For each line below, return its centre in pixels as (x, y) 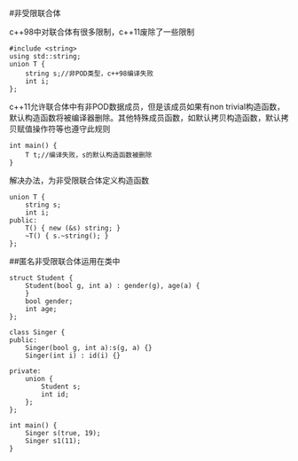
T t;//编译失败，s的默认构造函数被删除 (89, 155)
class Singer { (37, 332)
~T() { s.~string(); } (67, 236)
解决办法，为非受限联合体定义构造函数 (79, 180)
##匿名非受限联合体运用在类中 (65, 261)
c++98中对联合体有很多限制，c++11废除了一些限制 (102, 32)
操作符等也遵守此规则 (71, 129)
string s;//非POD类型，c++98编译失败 (89, 74)
